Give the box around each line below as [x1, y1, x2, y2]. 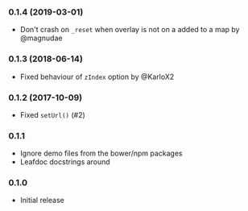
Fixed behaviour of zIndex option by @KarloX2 [19, 72, 175, 81]
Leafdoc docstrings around [19, 157, 110, 167]
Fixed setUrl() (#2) [19, 110, 86, 119]
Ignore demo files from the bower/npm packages [19, 148, 183, 159]
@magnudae [19, 33, 63, 43]
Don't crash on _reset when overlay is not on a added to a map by [19, 25, 240, 35]
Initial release [19, 196, 64, 205]
